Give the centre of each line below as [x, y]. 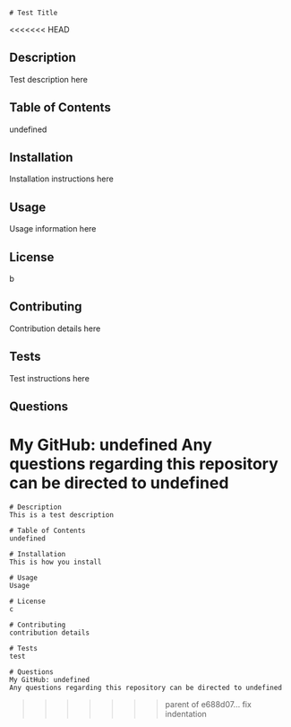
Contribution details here [55, 328]
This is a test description [62, 515]
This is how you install [56, 562]
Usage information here [53, 229]
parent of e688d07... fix [209, 705]
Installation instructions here [61, 179]
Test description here [48, 79]
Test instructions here [49, 378]
